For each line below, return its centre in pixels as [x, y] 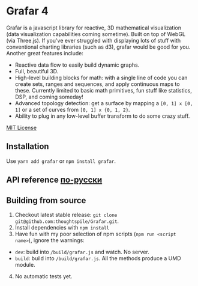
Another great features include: [45, 53]
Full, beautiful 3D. [37, 71]
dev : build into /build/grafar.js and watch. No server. [82, 252]
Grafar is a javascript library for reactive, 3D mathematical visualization [94, 28]
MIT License [22, 127]
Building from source [46, 200]
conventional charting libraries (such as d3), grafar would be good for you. [98, 47]
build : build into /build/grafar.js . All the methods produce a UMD [98, 258]
